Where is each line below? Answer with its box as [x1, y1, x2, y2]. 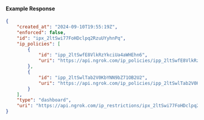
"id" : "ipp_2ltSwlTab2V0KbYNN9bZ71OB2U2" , [38, 75, 148, 81]
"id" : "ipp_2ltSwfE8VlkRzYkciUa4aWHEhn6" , [38, 52, 148, 58]
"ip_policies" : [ [16, 41, 61, 47]
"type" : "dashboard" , [16, 97, 71, 103]
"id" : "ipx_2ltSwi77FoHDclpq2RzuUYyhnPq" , [16, 35, 126, 41]
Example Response [5, 5, 55, 12]
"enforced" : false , [16, 29, 66, 36]
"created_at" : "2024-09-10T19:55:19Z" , [16, 24, 118, 30]
